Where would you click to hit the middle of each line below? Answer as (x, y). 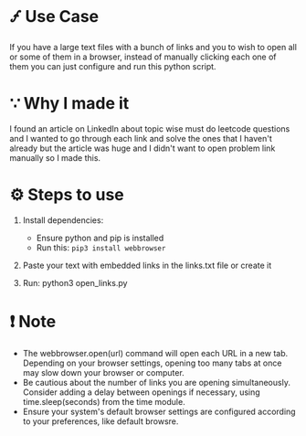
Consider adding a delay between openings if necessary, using (141, 392)
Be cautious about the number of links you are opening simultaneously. (156, 382)
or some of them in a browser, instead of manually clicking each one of (143, 57)
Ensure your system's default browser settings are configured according (159, 411)
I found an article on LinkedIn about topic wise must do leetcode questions (150, 128)
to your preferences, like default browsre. (100, 421)
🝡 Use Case (54, 17)
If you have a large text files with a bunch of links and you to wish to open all (153, 47)
